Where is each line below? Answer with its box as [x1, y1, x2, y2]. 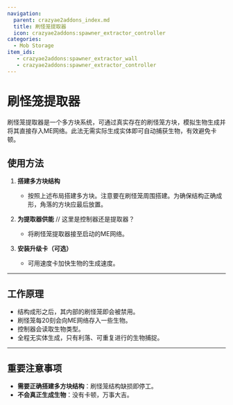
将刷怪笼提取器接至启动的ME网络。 [27, 230, 128, 238]
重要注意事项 [7, 362, 62, 374]
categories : [7, 36, 42, 43]
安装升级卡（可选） [17, 244, 73, 253]
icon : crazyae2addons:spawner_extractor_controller [13, 29, 166, 37]
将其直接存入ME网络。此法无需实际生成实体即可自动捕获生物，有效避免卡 [7, 126, 217, 135]
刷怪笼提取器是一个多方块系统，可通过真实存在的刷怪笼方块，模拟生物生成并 [7, 118, 226, 126]
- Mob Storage [13, 42, 54, 49]
